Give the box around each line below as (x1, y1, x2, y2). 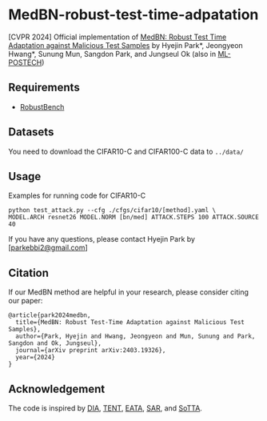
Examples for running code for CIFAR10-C (8, 190, 146, 201)
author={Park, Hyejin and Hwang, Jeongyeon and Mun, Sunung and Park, (15, 332, 256, 341)
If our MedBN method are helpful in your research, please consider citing (8, 287, 249, 297)
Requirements (8, 81, 80, 94)
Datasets (8, 126, 54, 139)
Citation (8, 266, 50, 279)
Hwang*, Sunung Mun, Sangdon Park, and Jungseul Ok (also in (8, 49, 217, 58)
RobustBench (19, 102, 65, 111)
